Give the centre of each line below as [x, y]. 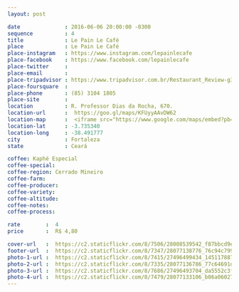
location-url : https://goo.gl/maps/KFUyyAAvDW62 [92, 113]
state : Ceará [47, 146]
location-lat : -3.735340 [54, 126]
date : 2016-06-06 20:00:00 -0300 [79, 27]
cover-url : [28, 244]
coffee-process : [31, 212]
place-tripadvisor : [38, 80]
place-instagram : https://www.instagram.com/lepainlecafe [100, 53]
